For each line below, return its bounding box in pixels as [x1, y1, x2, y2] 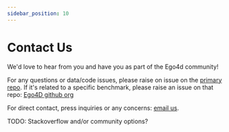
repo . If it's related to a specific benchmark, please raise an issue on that [7, 83, 214, 91]
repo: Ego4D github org [7, 90, 74, 98]
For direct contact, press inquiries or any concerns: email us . [7, 104, 179, 112]
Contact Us [7, 39, 73, 55]
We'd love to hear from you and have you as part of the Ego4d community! [7, 63, 219, 71]
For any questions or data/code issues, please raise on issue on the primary [7, 76, 222, 84]
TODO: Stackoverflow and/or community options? [7, 117, 149, 125]
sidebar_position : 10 [7, 10, 69, 17]
